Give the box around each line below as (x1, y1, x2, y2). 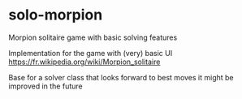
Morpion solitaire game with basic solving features (8, 32, 178, 42)
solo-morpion (8, 6, 103, 24)
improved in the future (8, 81, 83, 91)
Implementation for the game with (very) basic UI (8, 48, 173, 58)
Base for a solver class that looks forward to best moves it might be (8, 72, 234, 82)
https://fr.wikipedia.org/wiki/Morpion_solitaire (8, 57, 161, 67)
